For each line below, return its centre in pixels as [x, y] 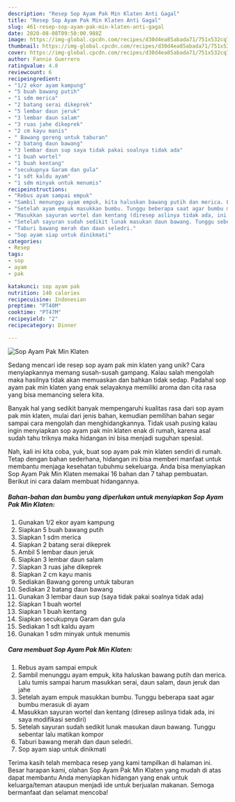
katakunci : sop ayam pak [44, 286]
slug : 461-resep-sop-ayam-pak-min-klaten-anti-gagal [86, 27]
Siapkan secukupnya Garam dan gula [71, 619]
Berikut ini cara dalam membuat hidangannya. [74, 481]
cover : [17, 53]
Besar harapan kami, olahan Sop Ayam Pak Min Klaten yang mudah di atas [115, 770]
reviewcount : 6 [30, 72]
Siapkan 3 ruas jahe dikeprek [60, 566]
